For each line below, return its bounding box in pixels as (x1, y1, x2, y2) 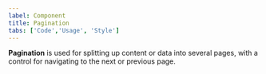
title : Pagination (8, 19, 69, 27)
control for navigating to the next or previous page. (8, 56, 176, 66)
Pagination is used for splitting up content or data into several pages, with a (8, 49, 258, 58)
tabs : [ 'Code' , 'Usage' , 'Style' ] (8, 26, 120, 34)
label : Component (8, 11, 66, 20)
